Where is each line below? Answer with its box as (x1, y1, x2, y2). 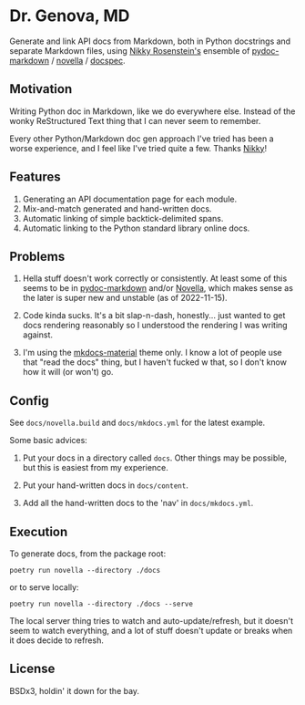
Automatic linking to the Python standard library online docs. (22, 223, 250, 233)
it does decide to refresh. (9, 635, 105, 646)
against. (22, 329, 53, 340)
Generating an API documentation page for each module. (22, 193, 238, 204)
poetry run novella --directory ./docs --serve (9, 599, 194, 608)
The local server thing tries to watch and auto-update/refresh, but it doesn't (9, 616, 294, 626)
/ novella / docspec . (51, 55, 126, 66)
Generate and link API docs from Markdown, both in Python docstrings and (9, 36, 291, 47)
